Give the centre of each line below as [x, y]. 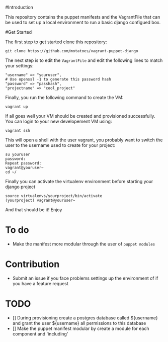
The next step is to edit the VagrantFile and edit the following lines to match [84, 60]
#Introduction [19, 7]
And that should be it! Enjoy [34, 210]
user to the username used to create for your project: [60, 145]
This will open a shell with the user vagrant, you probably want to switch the [84, 140]
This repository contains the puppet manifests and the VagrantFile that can [83, 17]
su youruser [18, 154]
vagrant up [17, 107]
